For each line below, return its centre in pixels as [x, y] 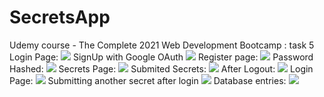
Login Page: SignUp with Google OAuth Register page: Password [161, 57]
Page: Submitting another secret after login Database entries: [148, 80]
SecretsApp [60, 17]
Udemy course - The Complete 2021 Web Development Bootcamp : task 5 [162, 45]
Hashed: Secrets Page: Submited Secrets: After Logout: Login [161, 68]
